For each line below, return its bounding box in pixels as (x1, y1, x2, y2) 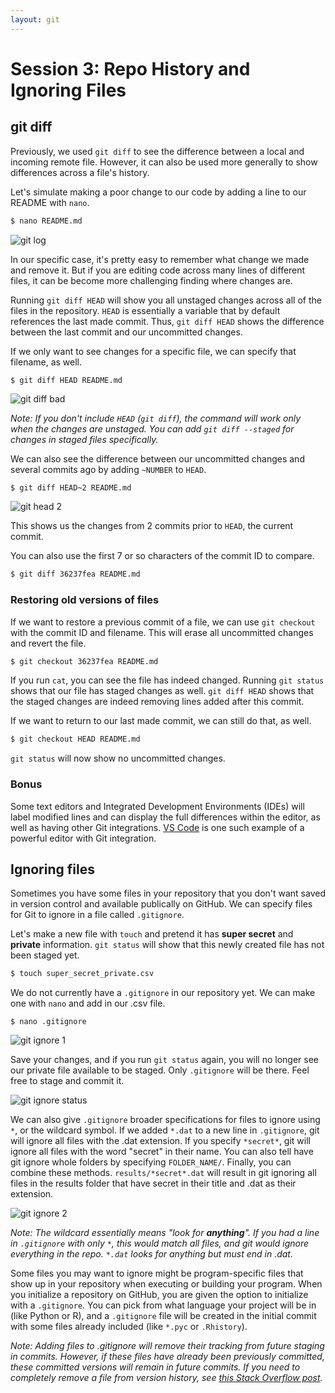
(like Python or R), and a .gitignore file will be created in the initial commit (10, 1310, 317, 1322)
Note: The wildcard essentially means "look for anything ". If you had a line (10, 1227, 320, 1239)
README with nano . (10, 196, 90, 208)
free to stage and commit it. (10, 1075, 125, 1087)
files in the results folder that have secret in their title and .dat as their (10, 1177, 297, 1190)
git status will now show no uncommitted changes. (10, 752, 226, 765)
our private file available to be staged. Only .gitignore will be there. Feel (10, 1064, 310, 1076)
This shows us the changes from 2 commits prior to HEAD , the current (10, 520, 294, 532)
